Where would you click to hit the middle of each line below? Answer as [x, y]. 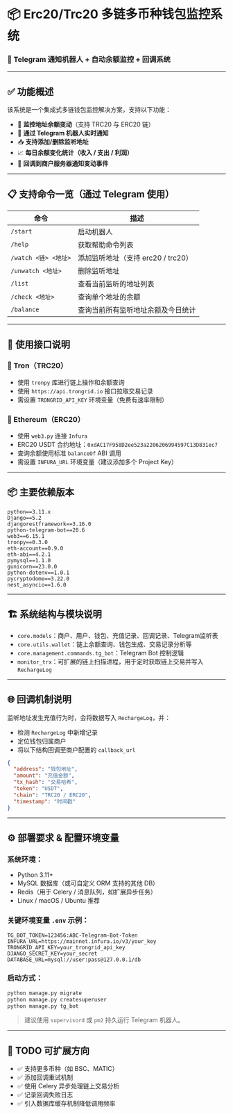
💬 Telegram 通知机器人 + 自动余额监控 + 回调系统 [89, 60]
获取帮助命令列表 [106, 245]
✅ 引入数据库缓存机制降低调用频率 [66, 1104]
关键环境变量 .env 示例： [48, 920]
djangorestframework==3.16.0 [49, 524]
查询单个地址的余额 [109, 297]
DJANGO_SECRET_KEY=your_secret [52, 953]
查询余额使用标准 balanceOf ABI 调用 [69, 453]
